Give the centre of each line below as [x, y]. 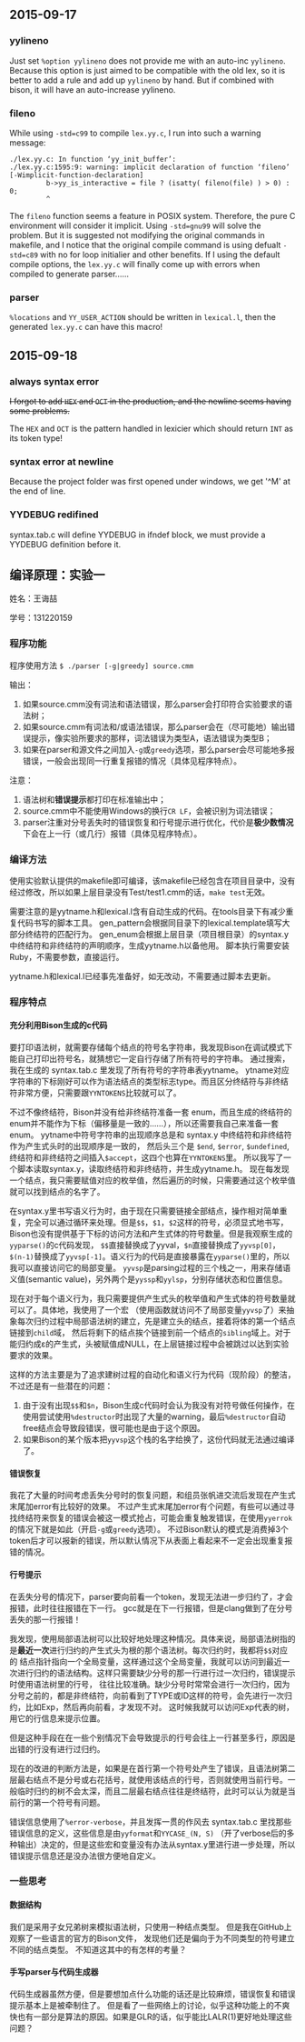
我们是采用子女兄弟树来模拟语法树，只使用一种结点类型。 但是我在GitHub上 [151, 1927]
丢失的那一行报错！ [45, 1619]
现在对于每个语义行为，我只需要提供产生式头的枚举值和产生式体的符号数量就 [152, 1298]
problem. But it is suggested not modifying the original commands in [137, 235]
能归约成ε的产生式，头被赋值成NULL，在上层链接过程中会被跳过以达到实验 [149, 1344]
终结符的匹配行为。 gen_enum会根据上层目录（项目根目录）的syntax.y [157, 934]
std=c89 [24, 255]
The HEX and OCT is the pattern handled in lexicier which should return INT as [151, 428]
